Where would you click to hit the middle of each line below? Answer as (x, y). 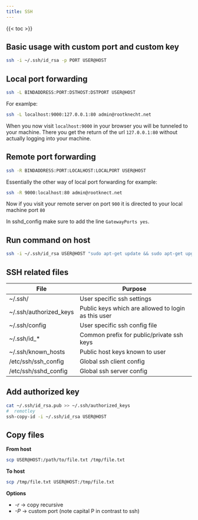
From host (19, 449)
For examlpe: (22, 104)
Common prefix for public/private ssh (131, 335)
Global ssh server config (113, 371)
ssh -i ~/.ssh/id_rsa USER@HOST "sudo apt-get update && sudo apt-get (95, 254)
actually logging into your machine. (49, 138)
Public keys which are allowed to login (132, 308)
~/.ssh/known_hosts (37, 352)
